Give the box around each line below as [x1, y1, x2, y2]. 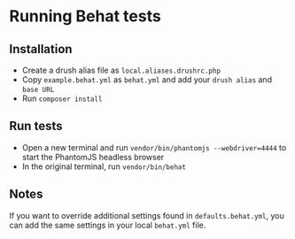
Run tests [9, 119, 63, 134]
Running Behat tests [9, 6, 161, 27]
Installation [9, 42, 73, 57]
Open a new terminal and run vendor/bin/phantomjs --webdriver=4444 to [21, 142, 287, 152]
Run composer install [21, 93, 103, 104]
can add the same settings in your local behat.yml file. [9, 220, 206, 230]
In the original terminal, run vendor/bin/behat [21, 161, 186, 172]
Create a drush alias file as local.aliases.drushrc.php [21, 65, 221, 75]
